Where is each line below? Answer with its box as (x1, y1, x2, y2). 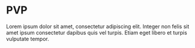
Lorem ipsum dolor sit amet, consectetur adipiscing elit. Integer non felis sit (6, 23, 190, 30)
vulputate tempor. (6, 35, 49, 42)
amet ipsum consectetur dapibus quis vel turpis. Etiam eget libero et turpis (6, 29, 187, 36)
